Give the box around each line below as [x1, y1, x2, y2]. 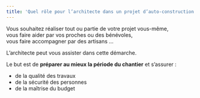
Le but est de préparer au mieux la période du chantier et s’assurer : [6, 61, 177, 68]
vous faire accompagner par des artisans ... [6, 37, 114, 45]
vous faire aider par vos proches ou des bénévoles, [6, 31, 133, 39]
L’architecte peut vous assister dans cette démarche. [6, 49, 137, 56]
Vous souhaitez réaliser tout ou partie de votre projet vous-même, [6, 25, 169, 32]
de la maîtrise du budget [14, 84, 75, 92]
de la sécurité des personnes [14, 78, 87, 86]
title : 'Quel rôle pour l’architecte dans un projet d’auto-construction [6, 8, 195, 15]
